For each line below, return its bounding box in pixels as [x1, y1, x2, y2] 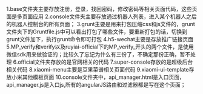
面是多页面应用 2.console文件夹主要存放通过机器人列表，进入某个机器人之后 [6, 13, 197, 20]
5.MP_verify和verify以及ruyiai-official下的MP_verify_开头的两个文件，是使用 [6, 43, 194, 50]
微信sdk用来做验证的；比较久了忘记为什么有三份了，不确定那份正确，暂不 [6, 51, 191, 58]
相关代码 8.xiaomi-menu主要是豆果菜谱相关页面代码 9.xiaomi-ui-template [6, 66, 189, 73]
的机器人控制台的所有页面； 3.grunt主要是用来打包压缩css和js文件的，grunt [6, 21, 195, 27]
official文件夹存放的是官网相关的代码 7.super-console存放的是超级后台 [18, 58, 193, 65]
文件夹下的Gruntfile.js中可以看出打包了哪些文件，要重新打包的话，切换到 [6, 28, 188, 35]
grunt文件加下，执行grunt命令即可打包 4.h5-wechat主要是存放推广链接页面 [6, 36, 194, 42]
